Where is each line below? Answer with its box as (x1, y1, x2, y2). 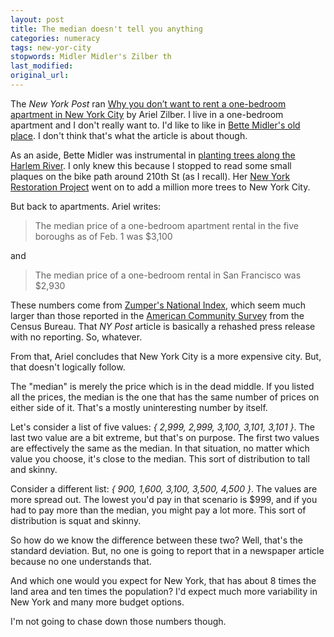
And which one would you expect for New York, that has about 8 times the (10, 574, 317, 586)
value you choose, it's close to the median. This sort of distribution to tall (10, 452, 310, 465)
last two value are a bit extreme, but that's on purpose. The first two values (10, 431, 320, 443)
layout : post (10, 14, 65, 25)
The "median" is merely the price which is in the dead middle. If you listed (10, 380, 315, 392)
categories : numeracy (10, 33, 101, 43)
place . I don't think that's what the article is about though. (10, 129, 248, 141)
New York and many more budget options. (10, 596, 185, 608)
